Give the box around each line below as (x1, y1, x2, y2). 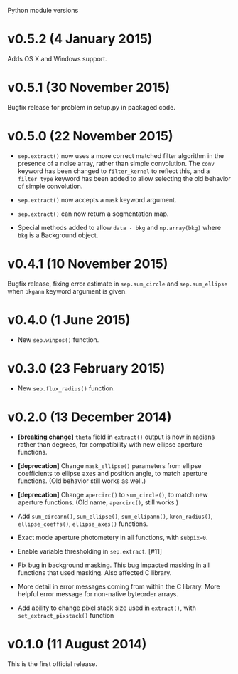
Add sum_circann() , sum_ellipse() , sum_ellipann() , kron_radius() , (17, 512, 213, 520)
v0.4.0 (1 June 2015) (7, 311, 131, 328)
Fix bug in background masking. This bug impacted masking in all (17, 561, 210, 569)
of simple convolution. (17, 182, 83, 190)
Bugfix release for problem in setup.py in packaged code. (7, 103, 175, 111)
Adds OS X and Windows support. (7, 54, 108, 63)
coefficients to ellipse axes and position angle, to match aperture (17, 469, 207, 477)
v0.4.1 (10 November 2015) (7, 256, 168, 271)
